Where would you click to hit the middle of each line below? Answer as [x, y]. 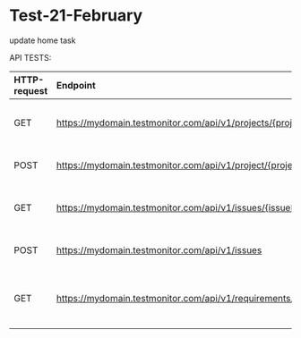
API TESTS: [30, 57]
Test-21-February [76, 16]
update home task [43, 40]
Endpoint [76, 85]
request [31, 90]
